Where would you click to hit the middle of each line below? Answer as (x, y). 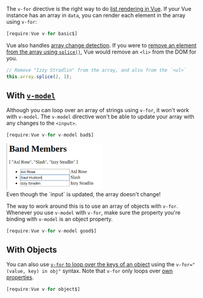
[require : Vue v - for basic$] (42, 34)
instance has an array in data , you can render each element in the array (96, 15)
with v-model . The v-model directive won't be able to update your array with (101, 117)
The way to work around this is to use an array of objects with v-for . (92, 206)
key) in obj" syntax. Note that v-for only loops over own (101, 271)
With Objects (32, 250)
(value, (16, 271)
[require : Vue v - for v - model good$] (52, 231)
